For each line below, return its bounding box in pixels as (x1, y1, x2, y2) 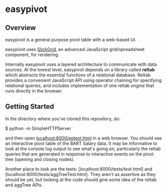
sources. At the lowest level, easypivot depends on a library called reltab (5, 66, 155, 72)
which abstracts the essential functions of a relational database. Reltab (5, 72, 151, 78)
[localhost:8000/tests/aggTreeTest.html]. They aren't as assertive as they (5, 171, 156, 177)
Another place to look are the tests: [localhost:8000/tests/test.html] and (5, 166, 153, 172)
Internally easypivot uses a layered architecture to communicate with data (5, 61, 157, 67)
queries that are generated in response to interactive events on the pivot (5, 151, 154, 157)
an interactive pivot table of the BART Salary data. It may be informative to (5, 140, 158, 146)
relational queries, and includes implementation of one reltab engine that (5, 82, 155, 88)
